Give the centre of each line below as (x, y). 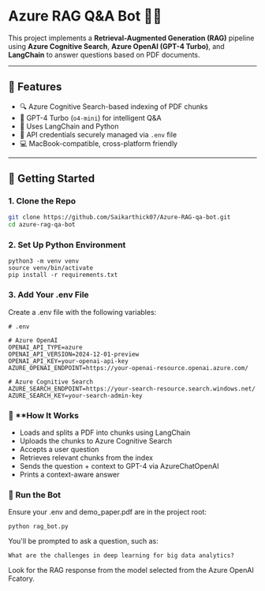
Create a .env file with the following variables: (82, 312)
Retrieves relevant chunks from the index (86, 458)
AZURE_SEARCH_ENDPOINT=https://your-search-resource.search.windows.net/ (132, 389)
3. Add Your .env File (49, 295)
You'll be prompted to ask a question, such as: (84, 541)
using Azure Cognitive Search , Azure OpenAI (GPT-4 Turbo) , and (116, 46)
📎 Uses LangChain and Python (69, 126)
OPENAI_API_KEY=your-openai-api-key (68, 361)
